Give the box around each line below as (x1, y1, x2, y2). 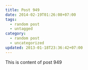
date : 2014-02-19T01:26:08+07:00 (5, 12, 76, 17)
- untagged (10, 26, 33, 31)
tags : (5, 17, 17, 22)
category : (5, 31, 26, 36)
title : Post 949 (5, 7, 40, 13)
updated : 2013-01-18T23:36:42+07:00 (5, 45, 83, 50)
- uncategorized (10, 41, 44, 46)
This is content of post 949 (5, 59, 62, 65)
